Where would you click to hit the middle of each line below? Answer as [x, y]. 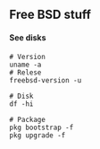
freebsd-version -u [46, 80]
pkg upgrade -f [37, 135]
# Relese [25, 72]
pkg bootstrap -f [42, 127]
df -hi [21, 104]
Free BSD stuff [50, 15]
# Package [28, 119]
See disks [28, 37]
